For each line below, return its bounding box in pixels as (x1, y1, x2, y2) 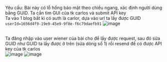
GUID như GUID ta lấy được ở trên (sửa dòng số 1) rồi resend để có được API (5, 41, 162, 47)
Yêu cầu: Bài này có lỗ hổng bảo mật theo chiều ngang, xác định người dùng (5, 5, 162, 10)
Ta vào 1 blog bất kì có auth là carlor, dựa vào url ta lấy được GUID (5, 15, 141, 21)
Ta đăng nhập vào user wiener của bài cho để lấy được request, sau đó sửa (5, 35, 160, 41)
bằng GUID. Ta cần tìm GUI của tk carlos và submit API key (5, 10, 126, 16)
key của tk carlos (5, 46, 40, 52)
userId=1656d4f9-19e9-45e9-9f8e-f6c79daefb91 (5, 21, 101, 26)
